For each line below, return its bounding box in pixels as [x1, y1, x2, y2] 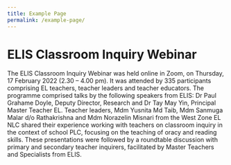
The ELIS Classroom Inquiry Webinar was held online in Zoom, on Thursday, [7, 69, 224, 78]
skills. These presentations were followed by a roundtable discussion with [7, 136, 219, 144]
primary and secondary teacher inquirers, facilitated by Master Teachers [7, 143, 214, 151]
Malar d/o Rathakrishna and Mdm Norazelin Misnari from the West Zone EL [7, 114, 221, 122]
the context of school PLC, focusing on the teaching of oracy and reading [7, 128, 217, 137]
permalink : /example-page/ [7, 17, 85, 24]
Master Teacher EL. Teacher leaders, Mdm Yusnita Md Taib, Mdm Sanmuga [7, 106, 223, 114]
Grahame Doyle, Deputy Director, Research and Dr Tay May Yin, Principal [7, 98, 216, 107]
